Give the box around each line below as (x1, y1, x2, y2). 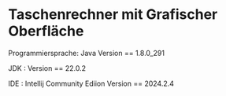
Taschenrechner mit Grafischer (8, 6, 218, 24)
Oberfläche (8, 22, 84, 40)
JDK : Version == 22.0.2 (8, 63, 87, 72)
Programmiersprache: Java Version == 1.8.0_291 (8, 48, 165, 57)
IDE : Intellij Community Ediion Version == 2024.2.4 (8, 79, 175, 88)
